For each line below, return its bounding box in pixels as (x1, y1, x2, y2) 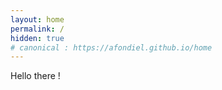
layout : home (10, 14, 65, 25)
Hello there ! (10, 70, 61, 82)
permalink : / (10, 24, 65, 34)
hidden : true (10, 33, 65, 43)
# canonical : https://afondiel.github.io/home (10, 42, 213, 53)
